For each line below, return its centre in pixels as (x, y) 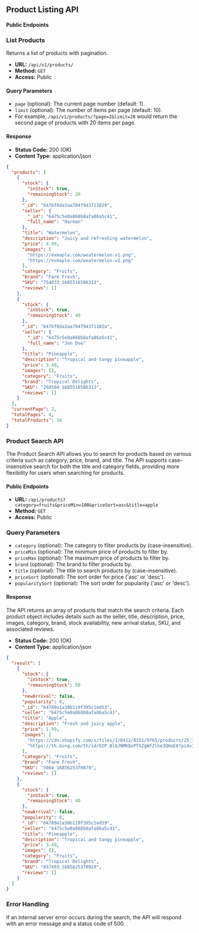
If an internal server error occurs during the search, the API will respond (94, 917)
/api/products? (47, 500)
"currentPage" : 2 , (34, 409)
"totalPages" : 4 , (33, 415)
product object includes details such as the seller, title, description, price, (95, 616)
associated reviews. (31, 629)
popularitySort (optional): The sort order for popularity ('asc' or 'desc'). (102, 583)
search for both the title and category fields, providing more (106, 466)
